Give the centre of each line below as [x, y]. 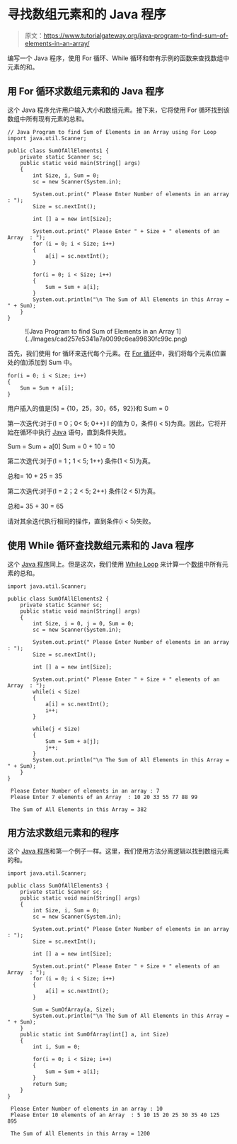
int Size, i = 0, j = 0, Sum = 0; [83, 623]
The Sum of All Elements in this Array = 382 [79, 809]
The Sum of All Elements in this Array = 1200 [80, 1134]
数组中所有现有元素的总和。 [48, 118]
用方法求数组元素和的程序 [63, 833]
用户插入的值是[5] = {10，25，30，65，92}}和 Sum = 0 [88, 408]
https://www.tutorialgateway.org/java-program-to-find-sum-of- [136, 35]
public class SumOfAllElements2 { [58, 599]
